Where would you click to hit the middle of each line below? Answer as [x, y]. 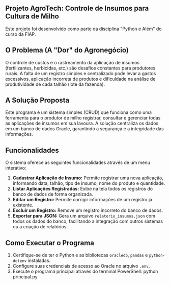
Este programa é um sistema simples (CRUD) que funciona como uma [78, 112]
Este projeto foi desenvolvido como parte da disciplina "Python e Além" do [83, 29]
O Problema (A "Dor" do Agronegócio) [67, 50]
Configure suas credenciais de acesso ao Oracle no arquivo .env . [81, 266]
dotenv [20, 261]
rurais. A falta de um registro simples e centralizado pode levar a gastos [81, 73]
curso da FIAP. [21, 34]
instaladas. [39, 260]
